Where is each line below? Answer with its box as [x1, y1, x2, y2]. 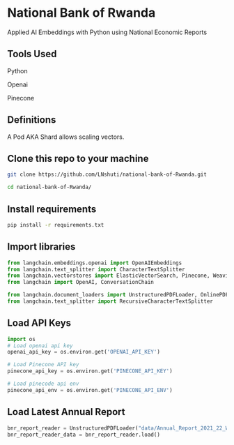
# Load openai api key [7, 342, 73, 349]
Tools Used [7, 48, 57, 60]
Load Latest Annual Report [7, 406, 125, 418]
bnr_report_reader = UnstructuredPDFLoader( [7, 424, 139, 432]
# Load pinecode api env [7, 380, 79, 388]
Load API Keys [7, 317, 72, 329]
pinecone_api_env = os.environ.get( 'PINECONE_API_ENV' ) [7, 386, 173, 393]
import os [7, 335, 36, 342]
